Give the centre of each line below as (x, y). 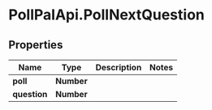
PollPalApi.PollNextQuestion (106, 15)
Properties (36, 45)
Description (119, 68)
